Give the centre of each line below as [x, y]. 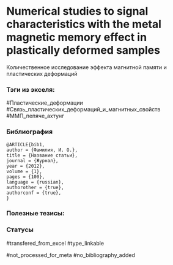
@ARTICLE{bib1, [26, 144]
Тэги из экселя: [31, 89]
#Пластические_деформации [45, 103]
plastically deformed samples [83, 50]
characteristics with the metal [84, 24]
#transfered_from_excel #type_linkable [55, 243]
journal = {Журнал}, [33, 160]
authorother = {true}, [35, 187]
